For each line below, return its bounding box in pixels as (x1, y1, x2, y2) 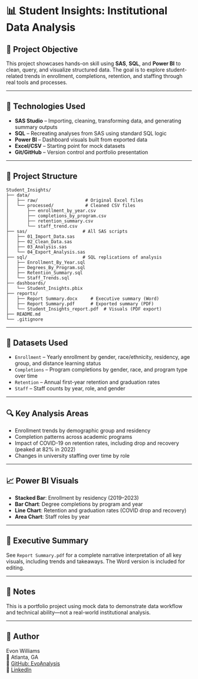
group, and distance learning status (14, 360, 101, 367)
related (6, 73, 24, 79)
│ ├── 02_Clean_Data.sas (6, 238, 72, 245)
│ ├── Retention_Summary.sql (6, 270, 83, 276)
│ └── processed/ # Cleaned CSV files (6, 202, 136, 208)
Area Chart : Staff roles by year (14, 513, 90, 520)
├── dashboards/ (6, 280, 46, 286)
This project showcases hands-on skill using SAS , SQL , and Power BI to (6, 60, 181, 67)
